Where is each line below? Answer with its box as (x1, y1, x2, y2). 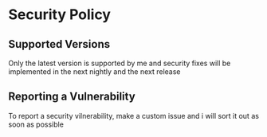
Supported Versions (8, 37, 110, 51)
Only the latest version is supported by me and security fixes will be (8, 58, 231, 68)
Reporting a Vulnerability (8, 90, 135, 104)
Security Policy (8, 6, 112, 24)
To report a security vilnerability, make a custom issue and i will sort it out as (8, 111, 259, 120)
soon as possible (8, 119, 64, 129)
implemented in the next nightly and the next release (8, 67, 181, 76)
